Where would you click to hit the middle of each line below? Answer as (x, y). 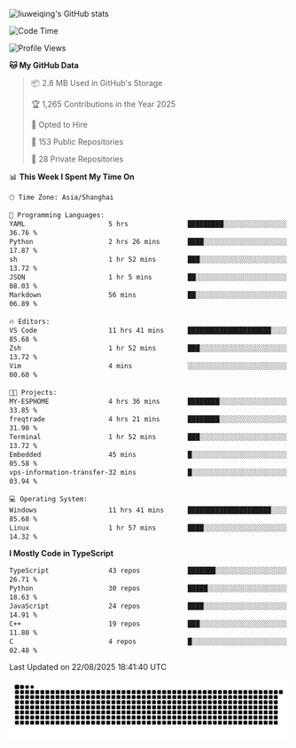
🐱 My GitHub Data (44, 65)
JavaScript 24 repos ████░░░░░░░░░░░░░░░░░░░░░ (148, 606)
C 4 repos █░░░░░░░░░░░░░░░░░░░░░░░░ (148, 642)
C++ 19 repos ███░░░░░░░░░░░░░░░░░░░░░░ (148, 624)
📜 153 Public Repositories (77, 142)
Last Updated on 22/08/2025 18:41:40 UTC (88, 667)
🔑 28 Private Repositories (77, 159)
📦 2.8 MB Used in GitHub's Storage (97, 83)
